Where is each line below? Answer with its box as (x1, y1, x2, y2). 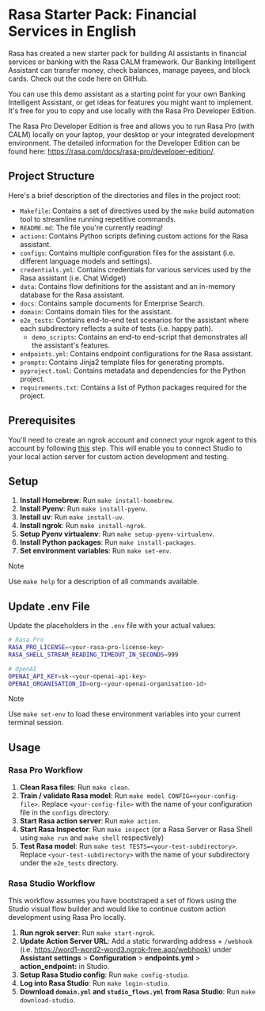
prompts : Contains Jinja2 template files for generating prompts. (19, 357, 225, 367)
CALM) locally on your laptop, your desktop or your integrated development (8, 129, 255, 139)
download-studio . (19, 995, 76, 1005)
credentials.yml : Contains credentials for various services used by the (19, 264, 252, 274)
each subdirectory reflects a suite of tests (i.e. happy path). (19, 323, 214, 333)
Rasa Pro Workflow (8, 764, 83, 775)
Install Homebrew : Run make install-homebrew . (19, 496, 174, 505)
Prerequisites (8, 414, 76, 428)
